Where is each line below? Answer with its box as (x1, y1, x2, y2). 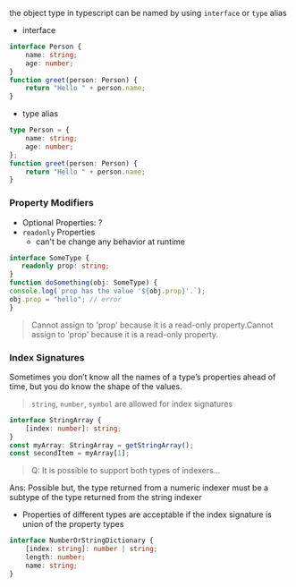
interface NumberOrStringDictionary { (9, 536, 154, 545)
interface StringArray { (9, 415, 102, 424)
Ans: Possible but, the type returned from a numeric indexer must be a (9, 482, 269, 493)
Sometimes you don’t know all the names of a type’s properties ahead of (9, 371, 276, 382)
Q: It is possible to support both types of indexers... (30, 465, 221, 476)
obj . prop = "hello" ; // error (9, 294, 123, 303)
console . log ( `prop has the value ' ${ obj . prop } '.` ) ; (9, 286, 206, 296)
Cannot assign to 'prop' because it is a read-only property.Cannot (30, 319, 275, 330)
